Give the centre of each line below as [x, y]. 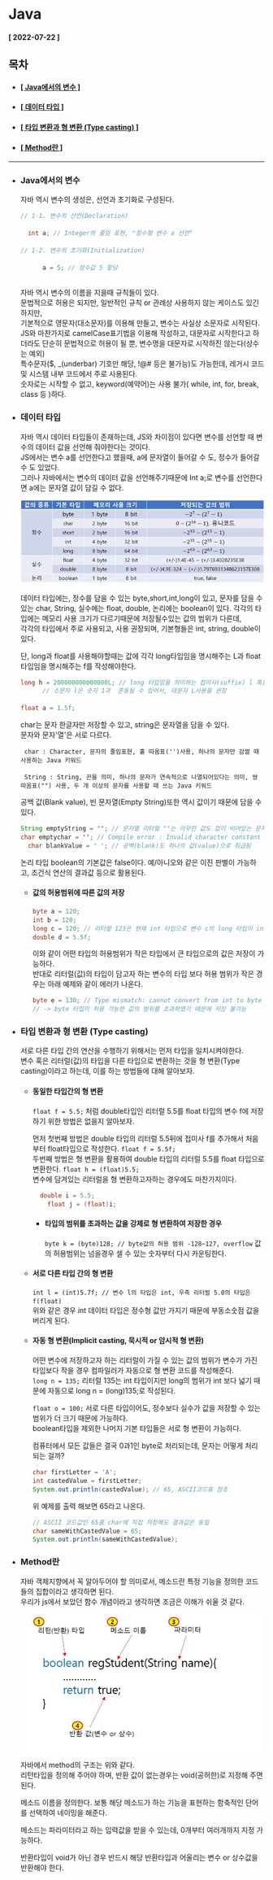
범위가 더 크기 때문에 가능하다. [80, 1418]
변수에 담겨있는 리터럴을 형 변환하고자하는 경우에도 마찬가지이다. [134, 1179]
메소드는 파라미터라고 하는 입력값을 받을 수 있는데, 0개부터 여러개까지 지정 [137, 1830]
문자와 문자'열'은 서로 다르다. [66, 735]
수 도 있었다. [40, 467]
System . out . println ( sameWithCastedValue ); [105, 1540]
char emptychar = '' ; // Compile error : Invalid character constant [141, 837]
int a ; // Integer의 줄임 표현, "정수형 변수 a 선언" [110, 233]
